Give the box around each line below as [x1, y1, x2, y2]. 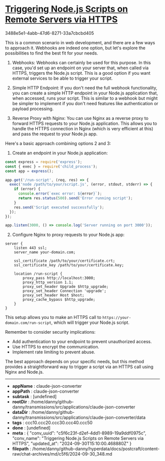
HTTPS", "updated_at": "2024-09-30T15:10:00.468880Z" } [12, 441, 132, 447]
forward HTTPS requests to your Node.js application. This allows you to [12, 120, 157, 126]
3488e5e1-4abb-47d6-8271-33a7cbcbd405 [5, 30, 94, 36]
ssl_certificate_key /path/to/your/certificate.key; [14, 263, 124, 268]
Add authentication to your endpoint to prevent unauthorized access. [12, 339, 152, 345]
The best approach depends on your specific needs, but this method [5, 359, 144, 365]
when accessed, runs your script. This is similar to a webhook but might [12, 95, 158, 101]
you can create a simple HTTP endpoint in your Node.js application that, [12, 90, 158, 96]
